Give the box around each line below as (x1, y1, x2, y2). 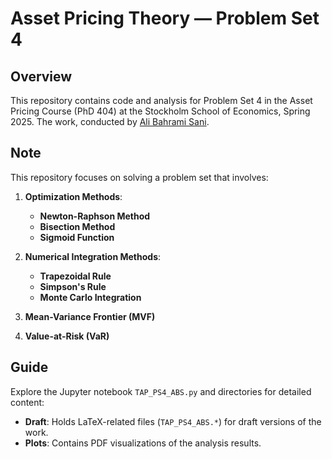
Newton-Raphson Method (39, 210, 151, 222)
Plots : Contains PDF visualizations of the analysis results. (24, 437, 262, 449)
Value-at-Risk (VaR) (24, 330, 110, 342)
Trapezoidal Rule (39, 270, 112, 282)
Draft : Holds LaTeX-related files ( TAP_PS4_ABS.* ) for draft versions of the (24, 415, 322, 427)
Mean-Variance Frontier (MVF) (24, 310, 156, 322)
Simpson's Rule (39, 280, 107, 292)
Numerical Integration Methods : (24, 250, 162, 262)
